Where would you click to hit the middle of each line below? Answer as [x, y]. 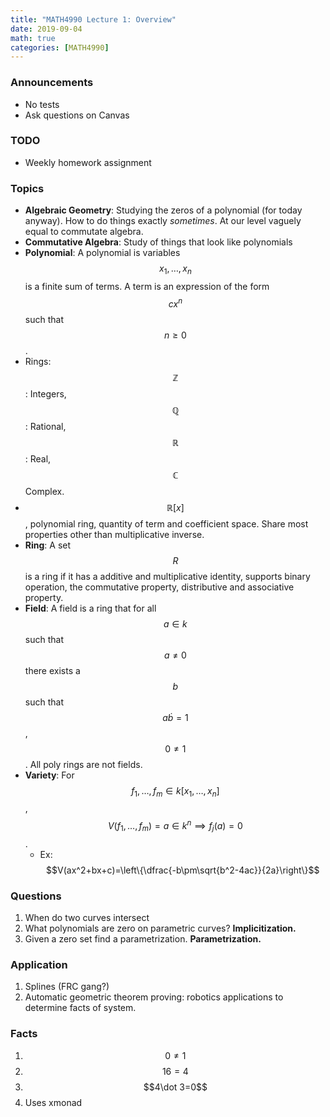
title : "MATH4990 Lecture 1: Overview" [93, 19]
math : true [33, 38]
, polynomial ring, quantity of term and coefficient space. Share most [166, 523]
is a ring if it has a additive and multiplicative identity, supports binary [167, 576]
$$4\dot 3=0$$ [175, 1087]
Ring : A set [48, 545]
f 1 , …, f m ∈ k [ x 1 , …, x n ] [175, 791]
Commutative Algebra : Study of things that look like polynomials [158, 242]
